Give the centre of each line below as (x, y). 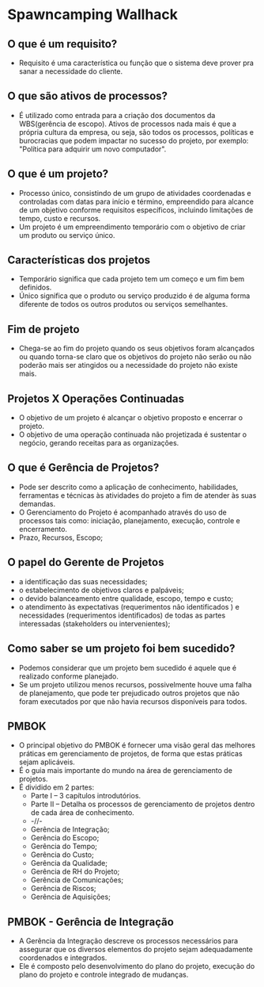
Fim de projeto (43, 329)
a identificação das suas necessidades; (83, 581)
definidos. (35, 288)
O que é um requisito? (62, 44)
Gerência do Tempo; (64, 847)
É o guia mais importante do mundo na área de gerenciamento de (125, 771)
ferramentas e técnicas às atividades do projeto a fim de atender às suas (138, 495)
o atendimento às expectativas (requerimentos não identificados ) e (129, 606)
